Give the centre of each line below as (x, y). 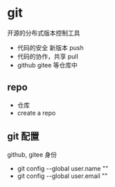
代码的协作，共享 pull (47, 56)
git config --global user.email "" (62, 176)
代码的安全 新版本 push (51, 47)
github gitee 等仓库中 (47, 65)
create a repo (36, 113)
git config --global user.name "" (63, 168)
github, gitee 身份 (32, 154)
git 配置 (23, 137)
